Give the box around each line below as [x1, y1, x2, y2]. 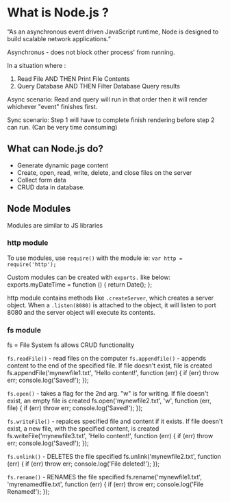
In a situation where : [7, 61, 66, 69]
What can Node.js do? [7, 143, 104, 155]
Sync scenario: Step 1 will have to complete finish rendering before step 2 [7, 115, 215, 124]
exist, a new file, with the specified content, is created [7, 425, 159, 433]
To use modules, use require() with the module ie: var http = [7, 254, 183, 262]
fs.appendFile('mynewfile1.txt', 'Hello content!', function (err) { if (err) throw [7, 369, 219, 377]
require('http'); [7, 261, 57, 268]
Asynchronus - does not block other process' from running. [7, 48, 175, 56]
